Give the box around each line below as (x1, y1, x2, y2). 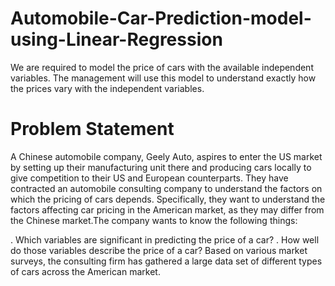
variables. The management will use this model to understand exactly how (10, 72, 317, 84)
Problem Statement (10, 118, 175, 141)
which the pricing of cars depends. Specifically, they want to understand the (10, 193, 326, 205)
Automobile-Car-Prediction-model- (10, 7, 312, 30)
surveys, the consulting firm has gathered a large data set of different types (10, 255, 323, 267)
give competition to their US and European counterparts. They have (10, 172, 289, 184)
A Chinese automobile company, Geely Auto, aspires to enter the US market (10, 150, 323, 162)
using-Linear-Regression (10, 28, 223, 51)
